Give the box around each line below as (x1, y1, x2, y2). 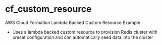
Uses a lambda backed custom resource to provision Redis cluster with (12, 29, 158, 35)
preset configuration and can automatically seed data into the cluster (12, 34, 154, 40)
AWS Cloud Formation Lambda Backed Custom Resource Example (5, 20, 141, 25)
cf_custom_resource (5, 3, 92, 15)
